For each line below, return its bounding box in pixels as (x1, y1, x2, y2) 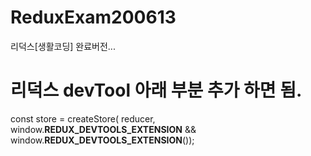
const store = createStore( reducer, (10, 112, 156, 125)
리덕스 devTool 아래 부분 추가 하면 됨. (10, 79, 303, 102)
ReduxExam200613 (10, 6, 177, 29)
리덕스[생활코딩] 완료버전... (10, 40, 116, 52)
